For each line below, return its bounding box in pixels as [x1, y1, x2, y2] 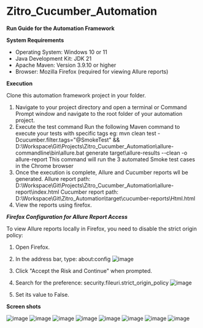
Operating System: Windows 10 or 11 [15, 48, 107, 56]
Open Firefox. [15, 243, 50, 251]
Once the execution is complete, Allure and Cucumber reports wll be [15, 169, 188, 176]
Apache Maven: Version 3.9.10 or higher [15, 61, 117, 69]
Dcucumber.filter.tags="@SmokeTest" [15, 136, 112, 143]
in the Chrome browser [15, 162, 74, 169]
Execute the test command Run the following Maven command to [15, 123, 180, 130]
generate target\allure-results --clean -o [85, 149, 188, 156]
